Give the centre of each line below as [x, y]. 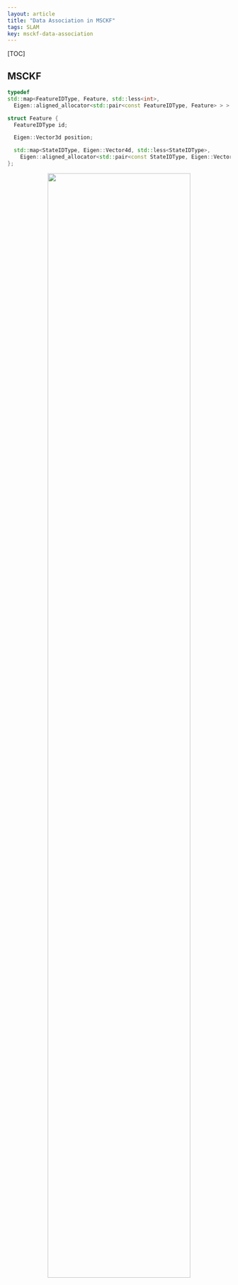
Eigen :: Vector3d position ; [53, 138]
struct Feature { [33, 118]
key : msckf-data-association [50, 34]
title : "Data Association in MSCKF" [61, 21]
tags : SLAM [23, 27]
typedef [19, 93]
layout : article [31, 14]
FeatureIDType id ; [41, 125]
